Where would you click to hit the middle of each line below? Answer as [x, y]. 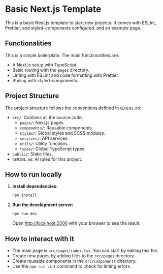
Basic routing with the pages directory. [51, 70]
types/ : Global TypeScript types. [53, 149]
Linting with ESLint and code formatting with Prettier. [66, 75]
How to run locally [33, 174]
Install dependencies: [35, 186]
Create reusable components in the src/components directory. [74, 261]
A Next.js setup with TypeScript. [45, 64]
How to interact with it [40, 239]
